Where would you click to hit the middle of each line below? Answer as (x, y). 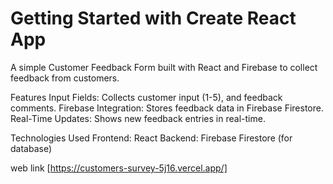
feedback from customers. (65, 78)
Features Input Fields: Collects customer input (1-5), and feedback (146, 97)
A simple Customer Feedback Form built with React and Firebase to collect (164, 67)
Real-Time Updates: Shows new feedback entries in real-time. (138, 118)
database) (31, 148)
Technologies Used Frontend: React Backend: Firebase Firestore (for (151, 138)
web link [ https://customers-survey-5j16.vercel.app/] (119, 168)
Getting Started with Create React (153, 18)
